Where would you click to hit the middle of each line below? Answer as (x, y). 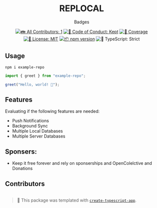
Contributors (25, 183)
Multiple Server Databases (39, 136)
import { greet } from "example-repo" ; (45, 76)
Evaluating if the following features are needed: (52, 111)
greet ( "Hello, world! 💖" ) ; (32, 85)
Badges (82, 22)
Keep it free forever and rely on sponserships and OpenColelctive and (82, 163)
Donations (22, 169)
